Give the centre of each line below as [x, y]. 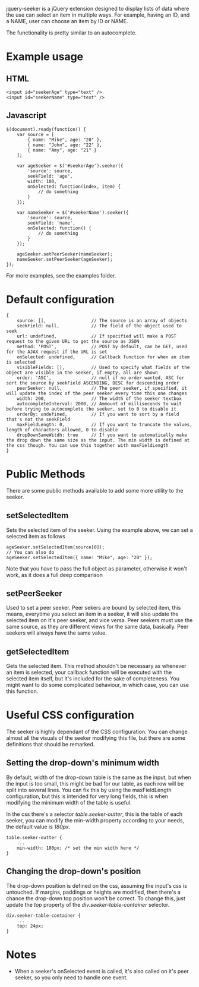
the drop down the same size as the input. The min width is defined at [98, 440]
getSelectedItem [38, 652]
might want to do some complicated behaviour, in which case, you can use [97, 685]
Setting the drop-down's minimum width [83, 763]
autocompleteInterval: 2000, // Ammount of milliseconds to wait [99, 403]
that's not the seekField [38, 419]
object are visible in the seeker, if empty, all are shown [82, 373]
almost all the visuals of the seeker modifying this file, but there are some [96, 738]
